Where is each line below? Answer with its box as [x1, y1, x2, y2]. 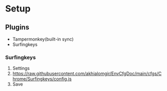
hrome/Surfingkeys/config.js [12, 76, 72, 82]
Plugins [5, 23, 30, 31]
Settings [12, 65, 30, 71]
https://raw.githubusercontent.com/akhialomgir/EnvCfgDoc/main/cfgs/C [12, 70, 162, 76]
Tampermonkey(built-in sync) [12, 36, 74, 42]
